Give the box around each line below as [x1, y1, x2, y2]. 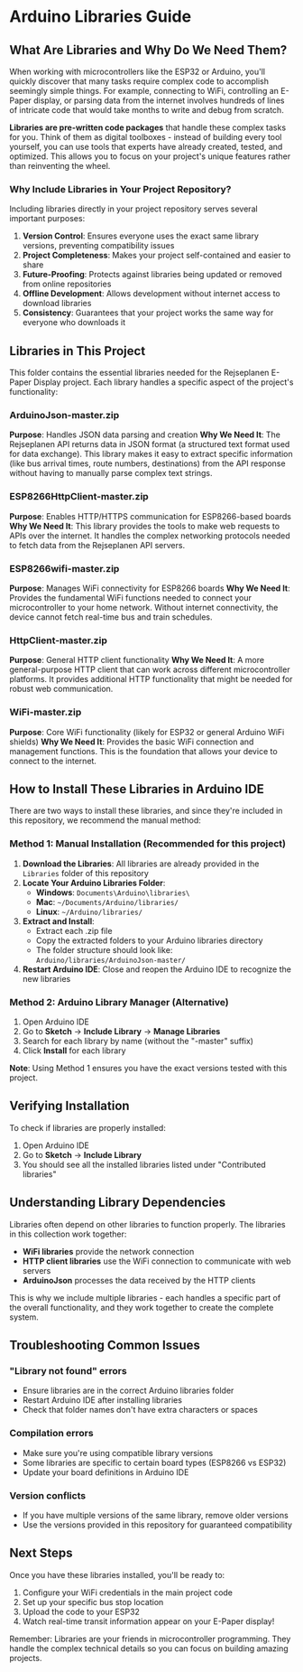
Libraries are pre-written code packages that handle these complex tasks [9, 122, 287, 133]
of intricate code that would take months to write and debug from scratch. [9, 105, 284, 115]
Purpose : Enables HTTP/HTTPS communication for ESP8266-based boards [9, 510, 291, 521]
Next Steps [9, 1546, 73, 1561]
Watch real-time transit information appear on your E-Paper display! [22, 1615, 275, 1627]
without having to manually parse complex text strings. [9, 468, 214, 479]
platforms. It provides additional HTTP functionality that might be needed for [9, 674, 293, 685]
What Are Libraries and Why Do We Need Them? [9, 42, 288, 58]
